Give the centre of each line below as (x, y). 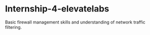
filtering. (13, 27)
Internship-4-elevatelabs (57, 9)
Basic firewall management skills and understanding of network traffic (75, 22)
